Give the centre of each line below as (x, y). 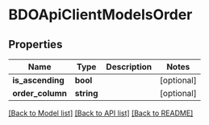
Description (129, 67)
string (86, 93)
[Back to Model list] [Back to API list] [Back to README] (101, 113)
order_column (40, 93)
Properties (36, 44)
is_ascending (38, 80)
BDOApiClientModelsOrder (100, 15)
